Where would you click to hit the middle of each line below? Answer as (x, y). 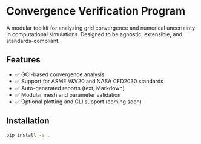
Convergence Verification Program (96, 11)
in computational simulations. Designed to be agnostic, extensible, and (94, 34)
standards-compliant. (33, 41)
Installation (28, 121)
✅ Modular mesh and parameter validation (68, 94)
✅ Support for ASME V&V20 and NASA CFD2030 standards (89, 81)
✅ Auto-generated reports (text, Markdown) (70, 88)
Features (23, 60)
